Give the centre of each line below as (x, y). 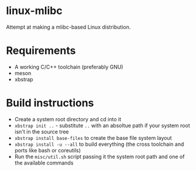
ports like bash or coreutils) (47, 150)
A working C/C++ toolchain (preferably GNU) (69, 67)
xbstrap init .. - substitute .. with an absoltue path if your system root (102, 125)
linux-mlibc (34, 11)
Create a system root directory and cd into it (68, 119)
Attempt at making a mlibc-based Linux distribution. (68, 27)
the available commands (44, 163)
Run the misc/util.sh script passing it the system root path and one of (99, 156)
